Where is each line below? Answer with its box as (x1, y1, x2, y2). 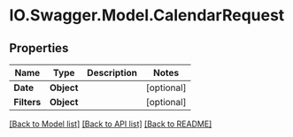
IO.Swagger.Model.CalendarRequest (9, 5, 285, 26)
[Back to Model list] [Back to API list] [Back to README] (9, 118, 212, 129)
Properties (9, 41, 69, 56)
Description (87, 67, 138, 79)
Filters (13, 96, 42, 108)
